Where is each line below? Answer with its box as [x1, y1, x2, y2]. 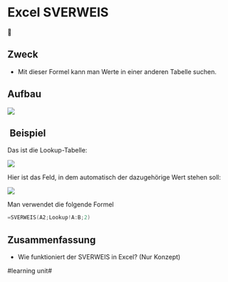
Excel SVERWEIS [7, 4, 109, 21]
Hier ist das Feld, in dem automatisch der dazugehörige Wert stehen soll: [7, 173, 222, 182]
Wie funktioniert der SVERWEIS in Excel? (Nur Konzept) [17, 253, 181, 261]
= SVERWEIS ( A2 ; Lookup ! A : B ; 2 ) [7, 214, 91, 221]
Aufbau [7, 88, 41, 100]
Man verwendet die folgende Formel [7, 200, 114, 209]
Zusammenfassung [7, 234, 96, 246]
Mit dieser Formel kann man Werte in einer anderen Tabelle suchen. [17, 67, 217, 75]
